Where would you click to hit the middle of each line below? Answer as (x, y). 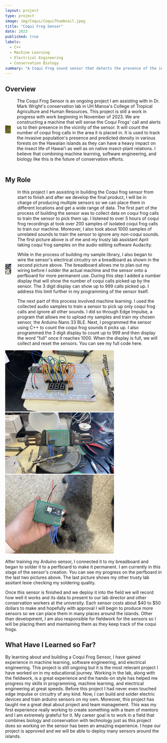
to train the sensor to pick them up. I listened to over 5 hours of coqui (88, 218)
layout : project (22, 10)
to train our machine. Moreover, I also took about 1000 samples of (84, 229)
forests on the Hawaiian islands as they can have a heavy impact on (86, 143)
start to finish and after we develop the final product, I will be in (82, 197)
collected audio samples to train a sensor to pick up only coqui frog (86, 306)
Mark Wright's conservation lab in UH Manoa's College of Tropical (85, 106)
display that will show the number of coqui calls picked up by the (83, 280)
